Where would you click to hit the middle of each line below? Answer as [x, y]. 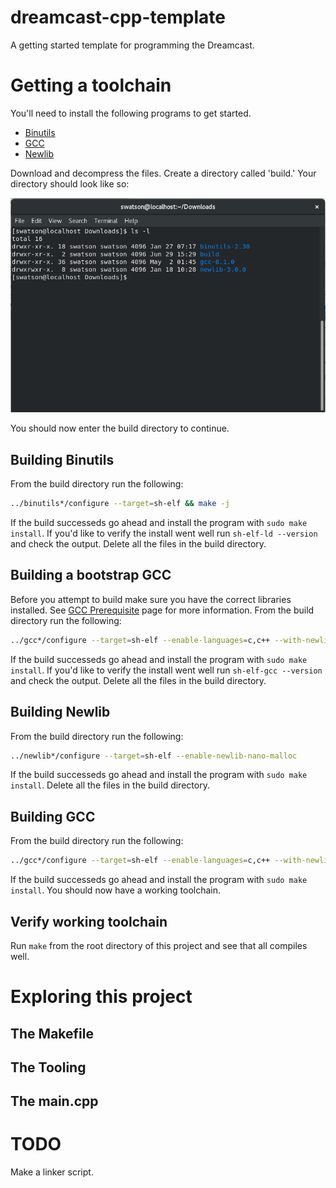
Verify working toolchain [89, 921]
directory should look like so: [70, 183]
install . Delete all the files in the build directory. [110, 785]
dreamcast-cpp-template [118, 17]
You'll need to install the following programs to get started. [131, 113]
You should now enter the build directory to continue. [120, 428]
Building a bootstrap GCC [91, 575]
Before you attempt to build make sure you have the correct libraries [151, 599]
